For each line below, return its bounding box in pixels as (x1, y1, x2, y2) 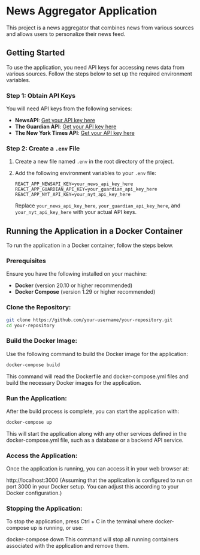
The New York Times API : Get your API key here (14, 129, 135, 137)
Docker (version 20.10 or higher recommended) (14, 282, 133, 289)
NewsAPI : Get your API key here (14, 117, 96, 124)
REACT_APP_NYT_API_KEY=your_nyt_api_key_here (14, 192, 131, 198)
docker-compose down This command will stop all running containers (6, 536, 178, 543)
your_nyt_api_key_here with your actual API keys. (14, 209, 137, 216)
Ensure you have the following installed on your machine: (6, 270, 147, 277)
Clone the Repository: (6, 303, 71, 312)
